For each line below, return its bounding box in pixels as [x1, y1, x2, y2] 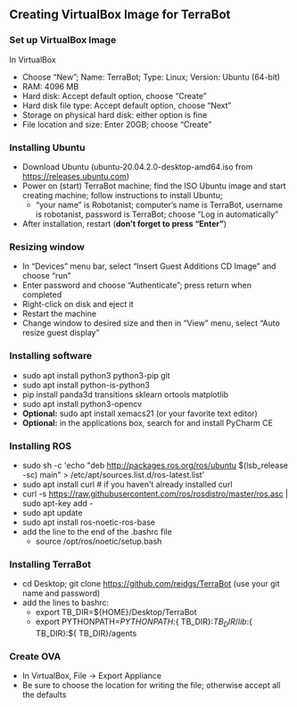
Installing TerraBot [9, 558, 92, 570]
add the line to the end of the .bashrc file [21, 526, 172, 536]
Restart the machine [21, 308, 96, 320]
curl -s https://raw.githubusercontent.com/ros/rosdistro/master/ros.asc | [21, 488, 288, 499]
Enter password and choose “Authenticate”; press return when [21, 280, 252, 291]
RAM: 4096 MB [21, 80, 79, 92]
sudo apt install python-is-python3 [21, 379, 150, 390]
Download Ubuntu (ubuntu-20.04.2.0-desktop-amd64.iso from [21, 161, 253, 172]
